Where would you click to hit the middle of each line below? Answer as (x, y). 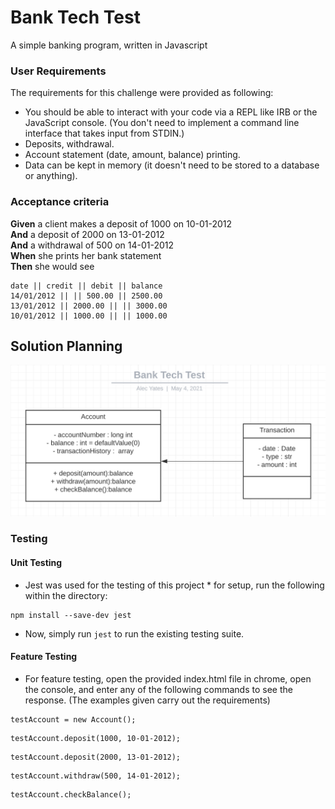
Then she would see (52, 266)
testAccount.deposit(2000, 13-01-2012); (96, 757)
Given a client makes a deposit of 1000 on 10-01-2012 (121, 223)
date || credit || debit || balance (86, 286)
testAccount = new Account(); (73, 719)
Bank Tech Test (75, 17)
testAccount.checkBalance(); (71, 794)
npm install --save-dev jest (71, 615)
